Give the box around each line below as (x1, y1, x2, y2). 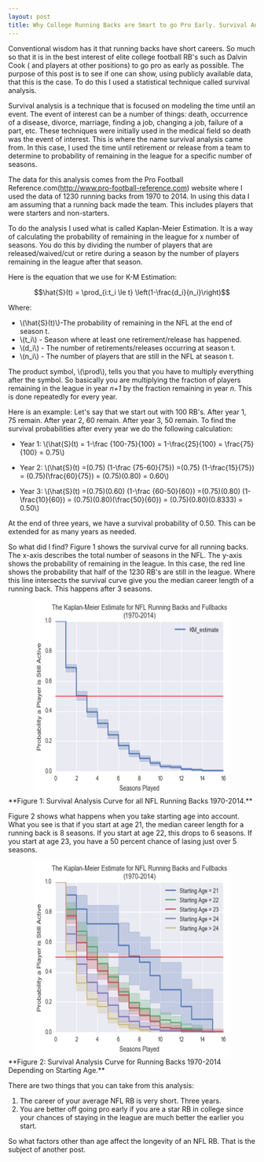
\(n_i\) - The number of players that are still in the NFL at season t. (19, 351, 234, 361)
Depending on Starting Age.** (8, 1065, 105, 1075)
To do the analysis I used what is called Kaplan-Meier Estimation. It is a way (8, 223, 253, 232)
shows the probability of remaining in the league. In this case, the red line (8, 559, 246, 568)
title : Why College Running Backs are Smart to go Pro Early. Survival (8, 20, 247, 29)
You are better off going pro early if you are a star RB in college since (19, 1104, 244, 1114)
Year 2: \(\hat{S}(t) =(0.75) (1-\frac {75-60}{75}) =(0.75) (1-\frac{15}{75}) (19, 462, 255, 472)
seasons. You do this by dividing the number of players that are (8, 240, 214, 250)
